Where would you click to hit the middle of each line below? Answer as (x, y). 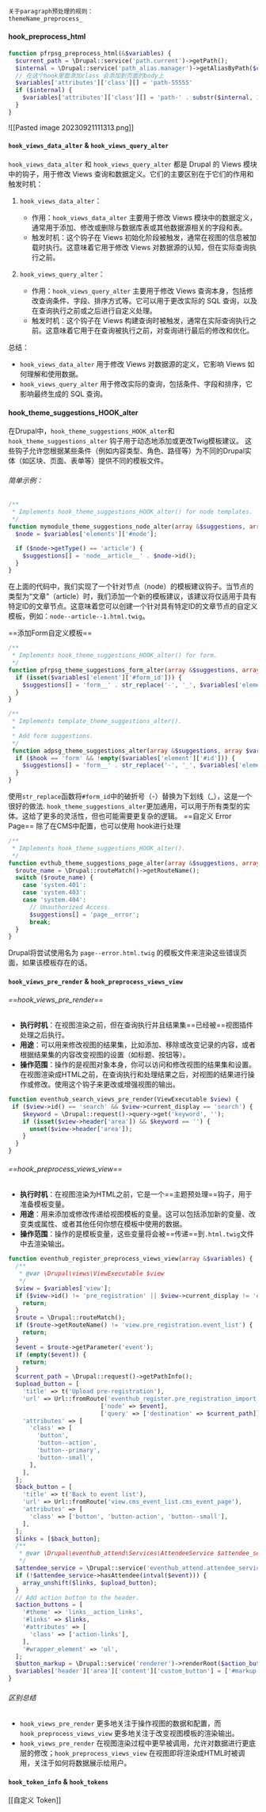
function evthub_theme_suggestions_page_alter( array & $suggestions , (123, 863)
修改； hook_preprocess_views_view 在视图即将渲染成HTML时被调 (139, 1753)
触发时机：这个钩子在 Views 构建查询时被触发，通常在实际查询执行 (141, 321)
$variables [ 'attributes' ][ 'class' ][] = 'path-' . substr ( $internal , (138, 98)
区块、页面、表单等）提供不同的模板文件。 (98, 461)
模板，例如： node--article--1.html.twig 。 (79, 616)
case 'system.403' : (55, 893)
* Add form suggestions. (52, 736)
